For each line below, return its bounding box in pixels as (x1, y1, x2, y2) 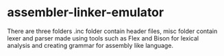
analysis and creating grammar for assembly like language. (7, 41, 173, 49)
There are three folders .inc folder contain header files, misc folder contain (7, 27, 218, 35)
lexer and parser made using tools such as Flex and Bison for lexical (7, 34, 199, 42)
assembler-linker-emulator (7, 5, 164, 20)
